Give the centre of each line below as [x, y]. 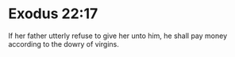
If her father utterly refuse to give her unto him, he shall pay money [118, 36]
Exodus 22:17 [53, 14]
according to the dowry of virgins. [64, 44]
